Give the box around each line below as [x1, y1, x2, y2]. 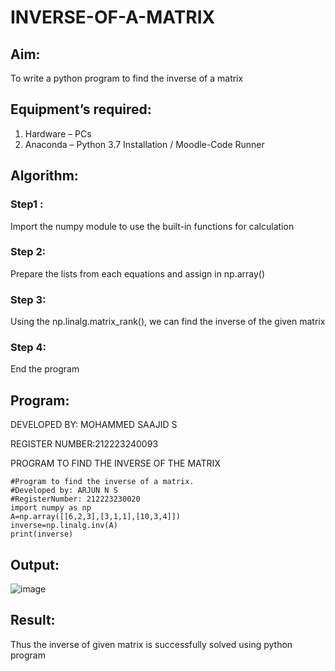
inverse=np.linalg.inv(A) [10, 521, 118, 531]
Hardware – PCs [24, 127, 92, 140]
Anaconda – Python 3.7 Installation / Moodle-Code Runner [24, 138, 265, 150]
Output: [10, 556, 60, 573]
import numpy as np [10, 503, 92, 513]
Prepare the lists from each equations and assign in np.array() [10, 267, 266, 280]
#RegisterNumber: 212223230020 [10, 494, 141, 505]
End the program [10, 363, 80, 375]
